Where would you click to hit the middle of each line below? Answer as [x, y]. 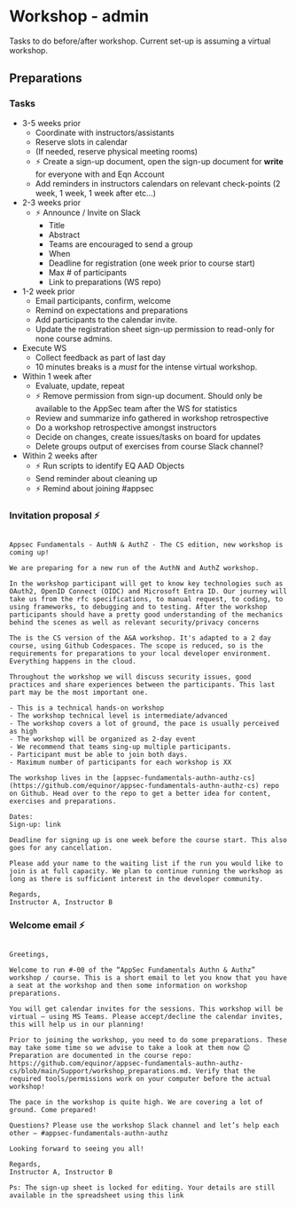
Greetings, [29, 955]
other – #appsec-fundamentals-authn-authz [89, 1133]
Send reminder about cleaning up [96, 478]
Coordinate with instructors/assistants [105, 132]
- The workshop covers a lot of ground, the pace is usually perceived [144, 723]
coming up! [29, 553]
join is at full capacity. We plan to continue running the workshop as [146, 871]
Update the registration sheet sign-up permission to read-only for [155, 329]
